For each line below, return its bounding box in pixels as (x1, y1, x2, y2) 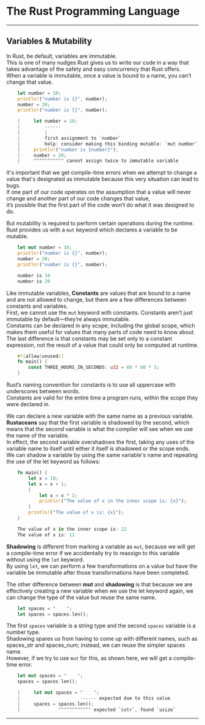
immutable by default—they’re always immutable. (6, 315, 131, 322)
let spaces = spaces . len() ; (17, 611, 88, 618)
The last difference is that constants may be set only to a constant (6, 335, 173, 342)
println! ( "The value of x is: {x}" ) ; (28, 509, 124, 516)
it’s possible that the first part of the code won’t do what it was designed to (6, 202, 195, 209)
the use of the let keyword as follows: (6, 458, 101, 465)
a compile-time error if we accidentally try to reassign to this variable (6, 549, 180, 556)
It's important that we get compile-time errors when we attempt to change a (6, 169, 197, 177)
